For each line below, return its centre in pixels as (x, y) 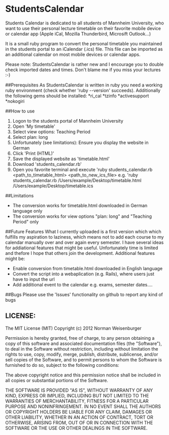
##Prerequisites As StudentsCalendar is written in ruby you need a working (84, 85)
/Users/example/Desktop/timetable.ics (53, 186)
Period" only (26, 221)
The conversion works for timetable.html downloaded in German (80, 205)
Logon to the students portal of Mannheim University (68, 121)
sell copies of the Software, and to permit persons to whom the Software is (84, 360)
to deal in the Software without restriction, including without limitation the (82, 349)
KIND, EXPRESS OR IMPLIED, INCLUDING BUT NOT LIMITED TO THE (77, 395)
